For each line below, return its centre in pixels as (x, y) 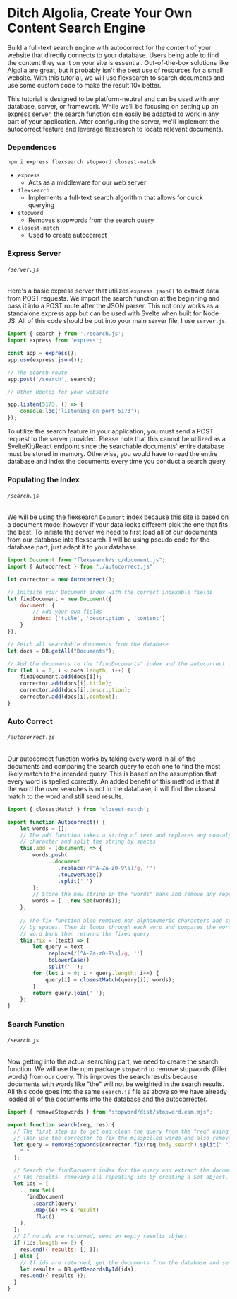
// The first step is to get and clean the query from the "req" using (121, 1132)
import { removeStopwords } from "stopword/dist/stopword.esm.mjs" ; (110, 1112)
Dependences (32, 147)
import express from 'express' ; (55, 341)
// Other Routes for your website (58, 392)
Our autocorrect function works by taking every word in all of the (102, 759)
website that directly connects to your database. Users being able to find (113, 55)
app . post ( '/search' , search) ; (52, 379)
